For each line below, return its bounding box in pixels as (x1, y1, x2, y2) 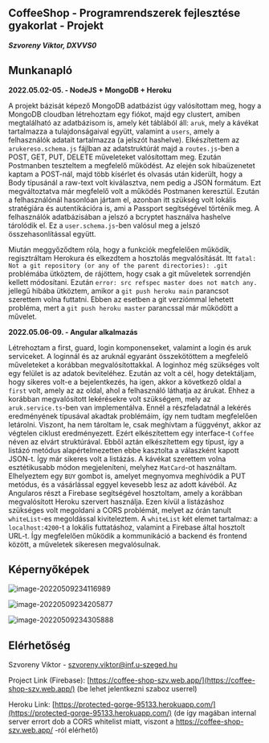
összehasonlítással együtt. (8, 229, 96, 238)
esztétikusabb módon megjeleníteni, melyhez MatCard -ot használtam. (8, 462, 238, 472)
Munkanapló (8, 64, 73, 77)
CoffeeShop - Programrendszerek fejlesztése (8, 6, 241, 20)
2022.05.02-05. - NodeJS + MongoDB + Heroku (8, 85, 173, 95)
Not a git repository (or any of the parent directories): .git (8, 262, 228, 270)
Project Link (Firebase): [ (8, 675, 90, 685)
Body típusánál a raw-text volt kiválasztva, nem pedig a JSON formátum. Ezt (8, 177, 262, 188)
